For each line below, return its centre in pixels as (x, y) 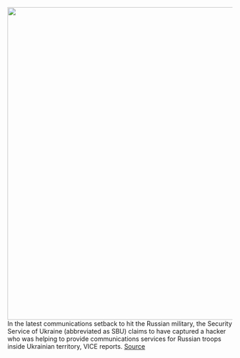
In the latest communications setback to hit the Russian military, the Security (120, 324)
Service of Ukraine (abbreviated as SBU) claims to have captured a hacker (117, 331)
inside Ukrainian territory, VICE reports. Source (76, 346)
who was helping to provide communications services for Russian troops (114, 339)
